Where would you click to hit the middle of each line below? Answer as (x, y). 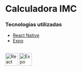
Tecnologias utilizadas (34, 25)
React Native (26, 35)
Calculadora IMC (41, 9)
